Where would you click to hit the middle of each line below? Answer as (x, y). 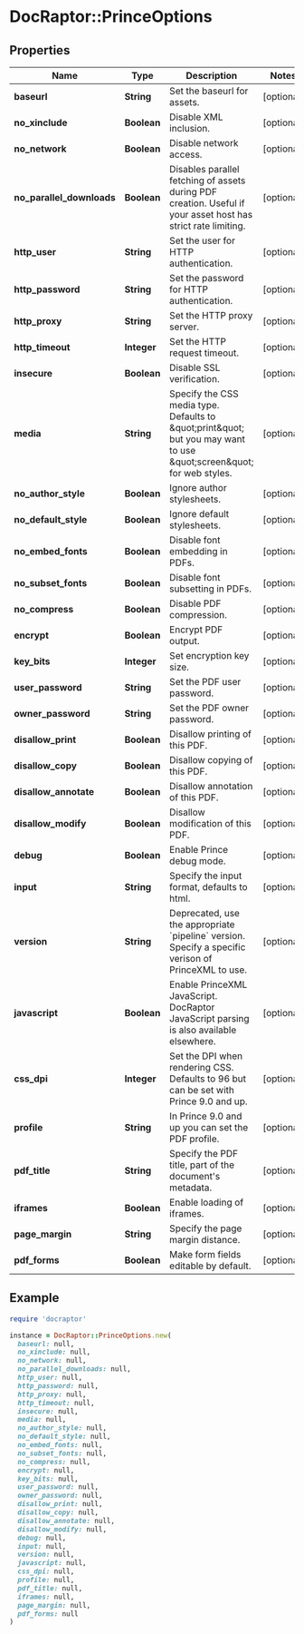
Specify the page (205, 1228)
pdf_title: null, (50, 1588)
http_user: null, (50, 1378)
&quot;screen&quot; (211, 462)
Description (212, 76)
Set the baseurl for (209, 91)
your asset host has (211, 215)
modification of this (210, 823)
